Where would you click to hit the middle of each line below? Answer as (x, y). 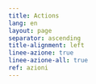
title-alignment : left (46, 46)
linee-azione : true (41, 53)
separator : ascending (45, 38)
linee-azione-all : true (48, 61)
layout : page (30, 30)
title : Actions (34, 16)
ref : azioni (28, 68)
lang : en (23, 23)
